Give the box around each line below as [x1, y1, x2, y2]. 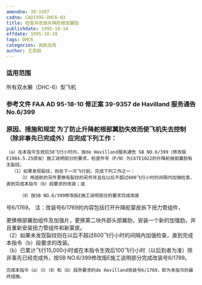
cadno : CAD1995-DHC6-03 [6, 14, 66, 20]
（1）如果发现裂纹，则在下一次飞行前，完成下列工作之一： [11, 169, 135, 175]
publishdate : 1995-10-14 [6, 25, 69, 32]
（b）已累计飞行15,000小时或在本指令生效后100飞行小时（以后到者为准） [6, 247, 188, 254]
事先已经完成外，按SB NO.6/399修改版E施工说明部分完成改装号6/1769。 [11, 254, 191, 262]
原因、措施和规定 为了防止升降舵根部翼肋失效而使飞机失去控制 [6, 125, 186, 133]
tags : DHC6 [6, 37, 34, 43]
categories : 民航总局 [6, 43, 57, 49]
